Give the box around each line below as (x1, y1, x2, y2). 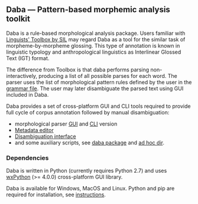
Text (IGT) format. (6, 54, 50, 61)
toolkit (6, 14, 31, 24)
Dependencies (6, 153, 49, 162)
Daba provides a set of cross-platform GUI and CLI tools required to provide (6, 103, 191, 110)
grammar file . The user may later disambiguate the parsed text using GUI (6, 85, 184, 92)
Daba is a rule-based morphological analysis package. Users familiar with (6, 29, 186, 37)
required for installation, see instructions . (6, 191, 106, 198)
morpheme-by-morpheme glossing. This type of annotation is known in (6, 42, 180, 49)
